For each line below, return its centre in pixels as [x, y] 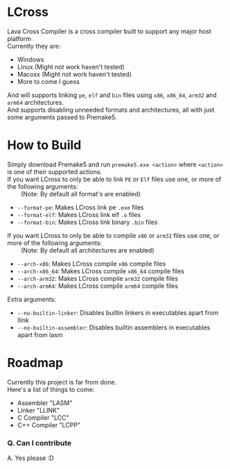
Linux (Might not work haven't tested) [71, 67]
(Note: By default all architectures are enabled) [87, 250]
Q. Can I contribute [39, 443]
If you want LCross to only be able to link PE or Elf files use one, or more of [114, 179]
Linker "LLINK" [38, 410]
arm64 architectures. [36, 102]
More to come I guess [48, 81]
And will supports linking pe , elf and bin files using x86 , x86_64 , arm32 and [112, 95]
